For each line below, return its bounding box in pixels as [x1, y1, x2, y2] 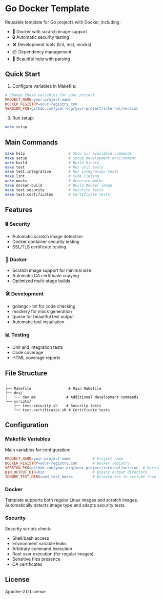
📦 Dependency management [12, 48, 72, 54]
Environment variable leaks [12, 540, 67, 546]
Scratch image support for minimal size [12, 267, 91, 273]
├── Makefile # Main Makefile [5, 386, 102, 391]
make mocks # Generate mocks [5, 178, 104, 184]
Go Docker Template [5, 3, 89, 14]
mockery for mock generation [12, 308, 72, 314]
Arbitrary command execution [12, 546, 72, 551]
